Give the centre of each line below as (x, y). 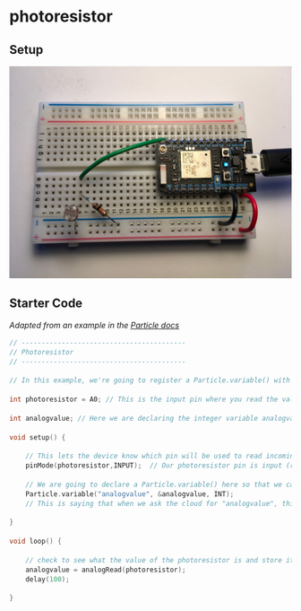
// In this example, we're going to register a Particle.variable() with (150, 380)
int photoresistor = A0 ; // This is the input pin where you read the (144, 400)
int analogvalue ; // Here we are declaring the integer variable (133, 418)
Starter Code (46, 304)
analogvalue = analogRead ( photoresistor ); (106, 570)
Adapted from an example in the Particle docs (95, 325)
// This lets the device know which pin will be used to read (144, 456)
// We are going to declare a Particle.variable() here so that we (154, 484)
